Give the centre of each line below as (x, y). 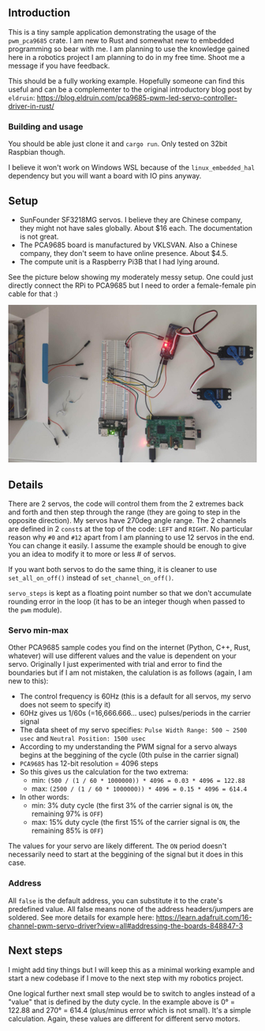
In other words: (44, 797)
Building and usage (46, 126)
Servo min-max (38, 630)
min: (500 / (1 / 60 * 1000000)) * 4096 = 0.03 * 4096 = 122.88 (138, 781)
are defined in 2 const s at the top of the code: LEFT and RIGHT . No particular (131, 529)
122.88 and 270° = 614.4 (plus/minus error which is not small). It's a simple (130, 1010)
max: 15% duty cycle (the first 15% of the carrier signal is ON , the (136, 822)
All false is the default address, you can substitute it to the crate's (116, 901)
